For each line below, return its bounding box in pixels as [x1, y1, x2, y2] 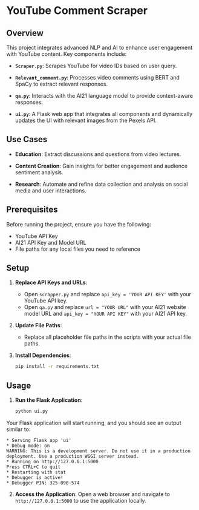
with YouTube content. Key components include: [6, 50, 127, 58]
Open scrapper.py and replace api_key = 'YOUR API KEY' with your [24, 291, 192, 298]
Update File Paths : [15, 322, 62, 329]
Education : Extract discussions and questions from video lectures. [15, 150, 181, 158]
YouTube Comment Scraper [6, 4, 148, 18]
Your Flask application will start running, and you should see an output [6, 420, 181, 426]
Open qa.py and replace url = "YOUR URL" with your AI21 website [24, 304, 186, 311]
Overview [6, 28, 44, 38]
